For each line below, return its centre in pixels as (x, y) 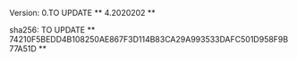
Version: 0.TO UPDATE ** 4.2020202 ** (83, 13)
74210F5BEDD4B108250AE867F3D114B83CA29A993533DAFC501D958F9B (149, 39)
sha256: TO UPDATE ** (52, 30)
